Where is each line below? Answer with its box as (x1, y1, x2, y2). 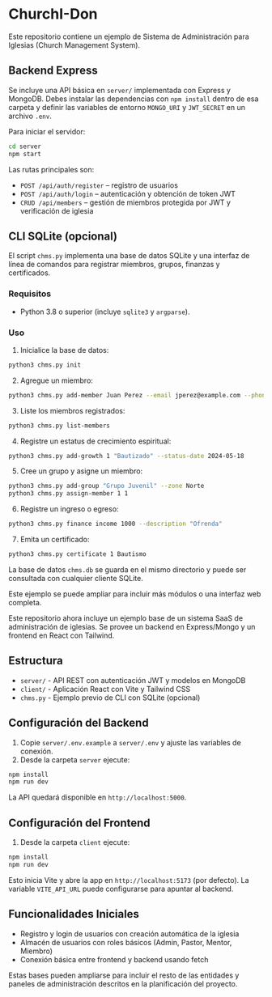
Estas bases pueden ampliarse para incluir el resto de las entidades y (8, 970, 240, 980)
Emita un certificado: (19, 535, 90, 545)
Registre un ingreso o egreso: (19, 504, 119, 514)
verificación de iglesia (19, 206, 94, 215)
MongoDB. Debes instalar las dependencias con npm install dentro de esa (8, 94, 259, 104)
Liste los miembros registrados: (19, 405, 125, 415)
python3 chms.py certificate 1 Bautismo (8, 550, 147, 558)
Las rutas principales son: (8, 164, 95, 174)
